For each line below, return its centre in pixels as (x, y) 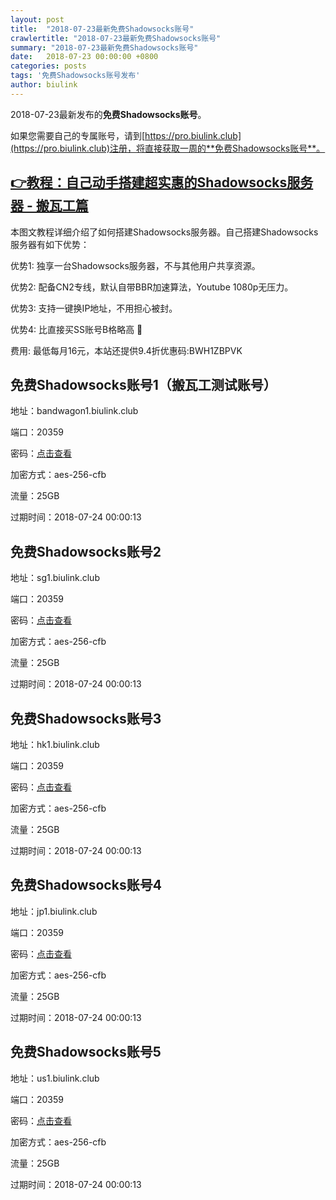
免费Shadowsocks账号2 (86, 551)
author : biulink (44, 85)
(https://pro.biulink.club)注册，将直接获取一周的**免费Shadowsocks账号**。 (168, 148)
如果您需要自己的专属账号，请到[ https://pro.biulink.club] (126, 135)
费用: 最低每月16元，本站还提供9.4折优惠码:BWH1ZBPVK (126, 350)
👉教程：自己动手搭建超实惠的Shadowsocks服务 (162, 182)
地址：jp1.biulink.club (54, 911)
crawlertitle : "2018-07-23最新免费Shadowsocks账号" (116, 38)
